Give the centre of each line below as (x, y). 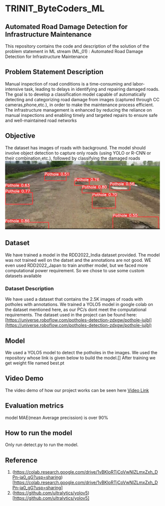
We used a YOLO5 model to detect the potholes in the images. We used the (81, 352)
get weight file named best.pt (35, 363)
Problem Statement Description (54, 72)
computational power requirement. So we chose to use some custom (75, 270)
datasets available (23, 276)
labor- (138, 84)
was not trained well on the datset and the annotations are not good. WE (78, 260)
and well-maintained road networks (41, 120)
